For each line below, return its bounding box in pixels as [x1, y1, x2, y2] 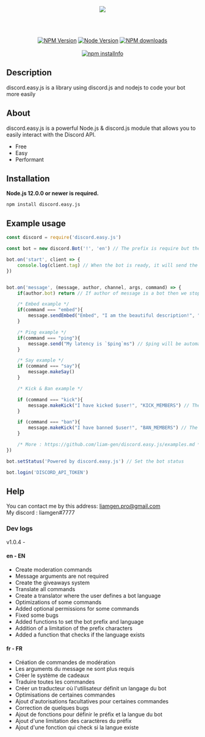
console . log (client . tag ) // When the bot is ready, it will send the [17, 262, 198, 268]
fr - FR [6, 645, 23, 652]
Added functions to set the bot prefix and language [15, 618, 144, 625]
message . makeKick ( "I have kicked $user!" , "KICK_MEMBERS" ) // [28, 402, 190, 409]
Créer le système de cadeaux [15, 671, 90, 679]
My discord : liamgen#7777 [6, 509, 75, 516]
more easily [6, 90, 36, 97]
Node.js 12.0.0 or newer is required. [6, 190, 99, 197]
